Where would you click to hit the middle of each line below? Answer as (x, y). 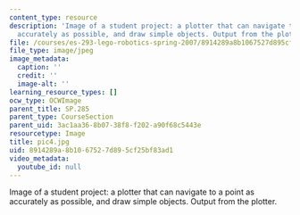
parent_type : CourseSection (62, 117)
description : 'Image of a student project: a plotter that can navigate (147, 26)
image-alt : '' (43, 84)
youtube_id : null (50, 167)
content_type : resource (54, 17)
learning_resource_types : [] (63, 92)
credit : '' (37, 76)
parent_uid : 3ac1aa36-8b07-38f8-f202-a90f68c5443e (105, 126)
